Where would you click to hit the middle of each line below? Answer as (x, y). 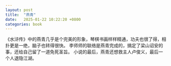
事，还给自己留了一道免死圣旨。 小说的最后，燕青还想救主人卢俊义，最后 (82, 52)
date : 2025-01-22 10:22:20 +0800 (43, 19)
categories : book (24, 24)
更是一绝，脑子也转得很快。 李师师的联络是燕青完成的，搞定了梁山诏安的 (86, 46)
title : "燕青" (21, 15)
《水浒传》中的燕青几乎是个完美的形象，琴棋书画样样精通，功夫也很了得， (83, 39)
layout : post (19, 10)
